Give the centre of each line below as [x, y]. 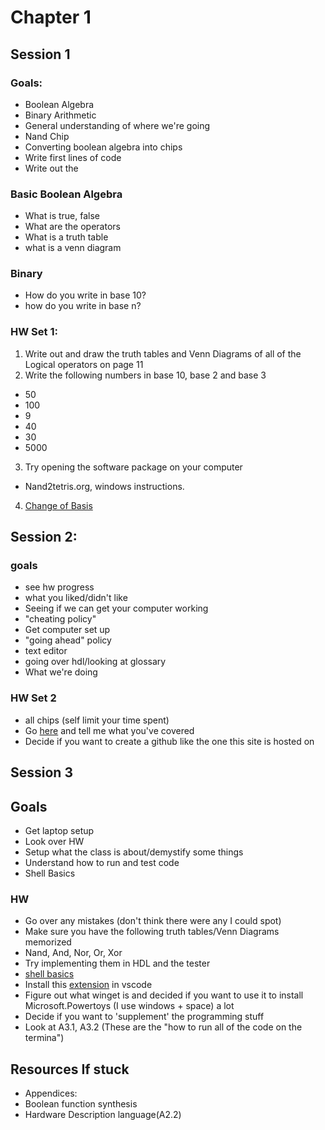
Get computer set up [67, 630]
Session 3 [41, 772]
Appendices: [51, 1093]
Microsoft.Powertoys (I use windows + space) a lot [129, 1006]
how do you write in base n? [83, 306]
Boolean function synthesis [81, 1104]
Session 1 [40, 54]
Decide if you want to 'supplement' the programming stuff [144, 1017]
